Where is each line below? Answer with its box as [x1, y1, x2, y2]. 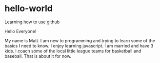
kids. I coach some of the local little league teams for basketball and [4, 48, 141, 54]
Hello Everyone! [4, 28, 37, 34]
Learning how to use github [4, 19, 60, 25]
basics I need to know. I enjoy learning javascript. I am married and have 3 [4, 43, 154, 48]
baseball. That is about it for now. [4, 53, 72, 59]
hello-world [4, 3, 53, 14]
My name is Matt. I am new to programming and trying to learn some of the [4, 37, 156, 44]
